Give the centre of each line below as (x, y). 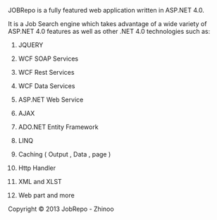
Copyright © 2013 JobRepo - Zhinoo (61, 209)
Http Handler (37, 168)
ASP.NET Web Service (51, 99)
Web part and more (46, 195)
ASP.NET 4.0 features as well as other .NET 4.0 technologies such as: (109, 31)
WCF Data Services (46, 86)
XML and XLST (40, 182)
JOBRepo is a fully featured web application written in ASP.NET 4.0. (106, 10)
